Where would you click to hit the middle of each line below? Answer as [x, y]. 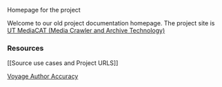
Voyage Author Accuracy [43, 76]
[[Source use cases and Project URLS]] [63, 63]
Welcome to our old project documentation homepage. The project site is [111, 23]
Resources [26, 48]
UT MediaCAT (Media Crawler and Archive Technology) [86, 30]
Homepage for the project [44, 10]
